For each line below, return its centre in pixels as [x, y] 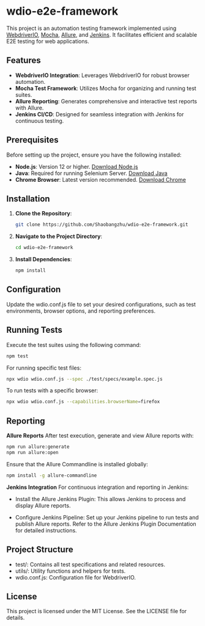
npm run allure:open [33, 452]
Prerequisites [32, 140]
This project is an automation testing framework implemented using [91, 28]
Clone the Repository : [43, 214]
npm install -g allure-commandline [52, 475]
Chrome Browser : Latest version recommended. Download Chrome [101, 179]
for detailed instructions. [46, 530]
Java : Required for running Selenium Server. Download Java [91, 173]
